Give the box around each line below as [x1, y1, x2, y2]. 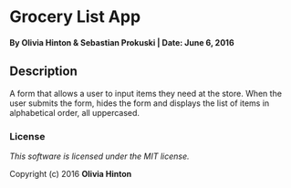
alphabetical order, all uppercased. [9, 107, 140, 118]
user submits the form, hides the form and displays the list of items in [9, 98, 270, 109]
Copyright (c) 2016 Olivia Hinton [9, 168, 132, 179]
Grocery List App [9, 6, 141, 27]
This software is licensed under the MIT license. [9, 151, 190, 162]
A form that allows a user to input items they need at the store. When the [9, 88, 283, 99]
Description [9, 64, 78, 79]
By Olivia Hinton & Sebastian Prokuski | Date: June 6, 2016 [9, 37, 234, 47]
